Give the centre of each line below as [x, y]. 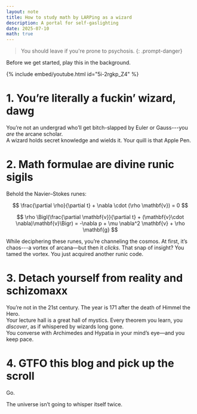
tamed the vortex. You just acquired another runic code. [75, 254]
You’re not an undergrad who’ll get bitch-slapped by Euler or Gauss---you [97, 128]
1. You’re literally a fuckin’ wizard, [91, 98]
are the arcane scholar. [35, 134]
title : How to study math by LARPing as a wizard [69, 17]
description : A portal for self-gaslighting [62, 23]
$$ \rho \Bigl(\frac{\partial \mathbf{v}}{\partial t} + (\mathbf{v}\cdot [100, 217]
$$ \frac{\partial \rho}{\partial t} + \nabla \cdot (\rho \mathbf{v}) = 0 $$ [100, 205]
